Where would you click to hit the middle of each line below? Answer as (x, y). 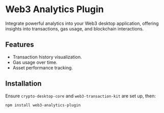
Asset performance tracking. (43, 67)
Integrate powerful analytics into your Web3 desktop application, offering (82, 23)
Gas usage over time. (35, 62)
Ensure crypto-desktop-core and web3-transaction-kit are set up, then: (81, 96)
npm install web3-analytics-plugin (43, 105)
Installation (23, 84)
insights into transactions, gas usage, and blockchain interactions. (75, 28)
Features (20, 45)
